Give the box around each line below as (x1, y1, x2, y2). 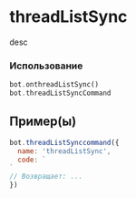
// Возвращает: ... (9, 172, 83, 182)
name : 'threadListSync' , (17, 146, 112, 156)
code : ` (17, 155, 47, 164)
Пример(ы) (9, 114, 77, 130)
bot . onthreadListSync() (9, 80, 100, 89)
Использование (9, 59, 83, 72)
